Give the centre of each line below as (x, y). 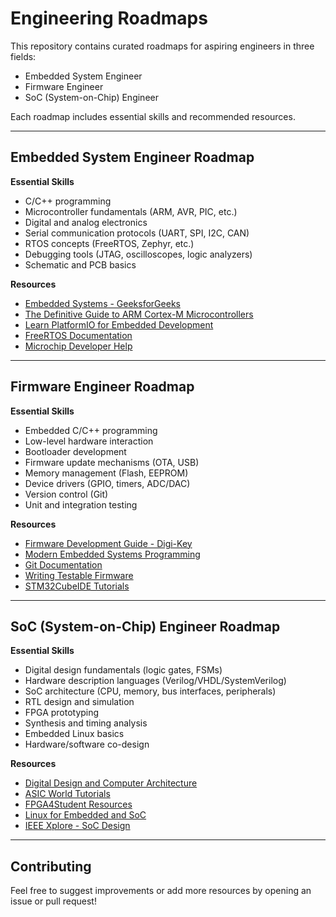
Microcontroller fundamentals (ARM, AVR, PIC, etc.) (131, 211)
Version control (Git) (66, 494)
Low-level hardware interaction (89, 441)
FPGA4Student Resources (78, 804)
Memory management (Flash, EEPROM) (106, 473)
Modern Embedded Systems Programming (112, 554)
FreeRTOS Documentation (78, 335)
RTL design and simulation (79, 702)
